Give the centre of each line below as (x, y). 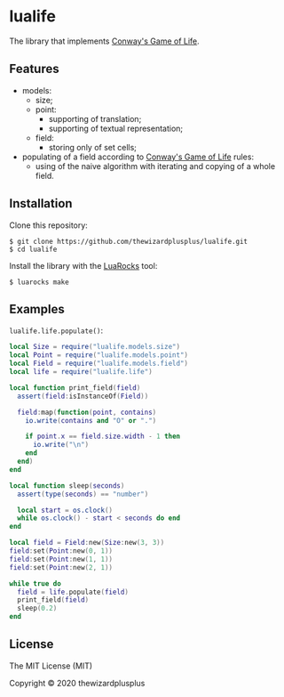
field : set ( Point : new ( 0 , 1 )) (61, 551)
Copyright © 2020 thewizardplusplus (77, 683)
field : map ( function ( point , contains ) (87, 412)
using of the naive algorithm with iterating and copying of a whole (155, 166)
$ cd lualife (33, 249)
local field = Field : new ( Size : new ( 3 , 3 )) (87, 543)
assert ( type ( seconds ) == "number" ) (83, 494)
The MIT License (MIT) (51, 666)
